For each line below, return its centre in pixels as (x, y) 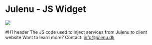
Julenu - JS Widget (46, 9)
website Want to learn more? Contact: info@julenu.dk (60, 37)
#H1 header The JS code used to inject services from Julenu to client (76, 32)
